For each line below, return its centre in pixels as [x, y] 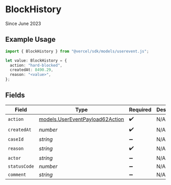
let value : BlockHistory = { [36, 60]
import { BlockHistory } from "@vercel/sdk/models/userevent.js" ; [77, 51]
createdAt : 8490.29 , [32, 70]
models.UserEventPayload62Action [81, 119]
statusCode [21, 166]
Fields [15, 95]
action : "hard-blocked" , [36, 65]
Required [140, 110]
